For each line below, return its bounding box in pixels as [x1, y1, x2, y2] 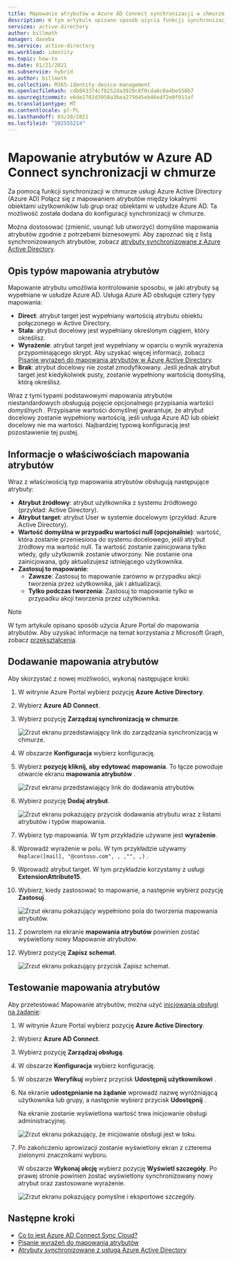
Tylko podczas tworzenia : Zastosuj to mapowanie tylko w [28, 587, 194, 595]
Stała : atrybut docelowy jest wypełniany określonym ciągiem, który [17, 327, 209, 335]
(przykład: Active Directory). [17, 506, 99, 514]
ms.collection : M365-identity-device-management [8, 81, 151, 88]
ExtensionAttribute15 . [17, 872, 82, 881]
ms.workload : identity [8, 49, 73, 56]
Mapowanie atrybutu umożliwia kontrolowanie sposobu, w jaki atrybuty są [8, 284, 219, 292]
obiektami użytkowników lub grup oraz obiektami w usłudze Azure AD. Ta [8, 202, 217, 210]
